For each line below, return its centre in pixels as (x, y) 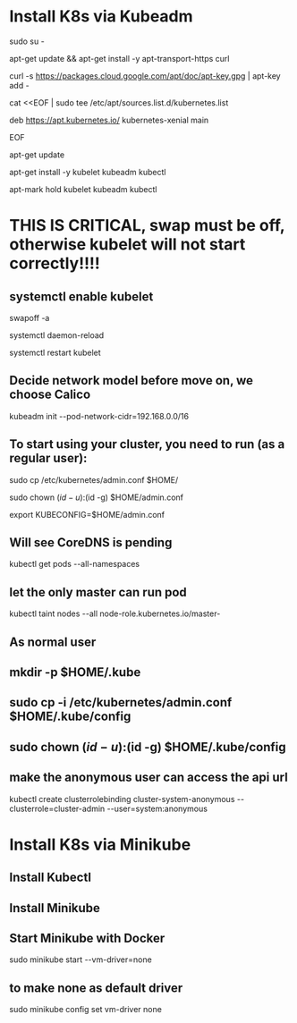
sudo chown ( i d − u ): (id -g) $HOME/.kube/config (148, 747)
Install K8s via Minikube (100, 845)
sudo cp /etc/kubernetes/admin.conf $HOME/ (94, 479)
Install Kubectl (51, 878)
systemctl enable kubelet (81, 296)
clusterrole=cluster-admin (57, 808)
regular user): (48, 458)
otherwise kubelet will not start (127, 245)
